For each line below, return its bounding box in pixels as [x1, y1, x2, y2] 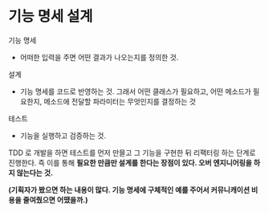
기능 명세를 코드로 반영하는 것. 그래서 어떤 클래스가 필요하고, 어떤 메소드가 [19, 86, 251, 96]
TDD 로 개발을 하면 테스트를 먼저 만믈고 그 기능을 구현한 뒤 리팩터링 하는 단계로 [8, 148, 256, 157]
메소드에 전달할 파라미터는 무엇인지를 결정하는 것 [43, 96, 197, 106]
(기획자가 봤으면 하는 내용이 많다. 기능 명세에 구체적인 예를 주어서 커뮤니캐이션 [8, 185, 251, 194]
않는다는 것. [16, 168, 54, 177]
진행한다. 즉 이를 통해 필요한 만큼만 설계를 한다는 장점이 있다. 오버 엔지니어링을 [8, 157, 253, 167]
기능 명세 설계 [8, 7, 93, 26]
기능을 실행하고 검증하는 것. [19, 130, 107, 141]
